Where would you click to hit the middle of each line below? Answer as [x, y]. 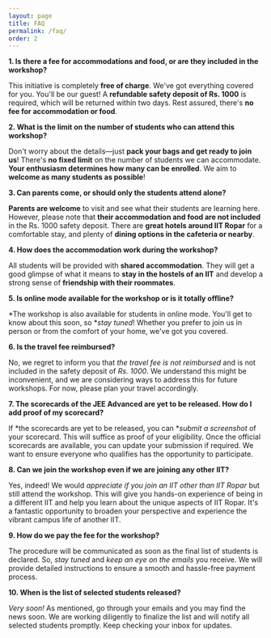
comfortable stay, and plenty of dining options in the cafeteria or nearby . [131, 234]
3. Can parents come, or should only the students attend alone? [117, 193]
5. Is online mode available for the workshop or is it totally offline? [121, 298]
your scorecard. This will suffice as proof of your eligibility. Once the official [135, 437]
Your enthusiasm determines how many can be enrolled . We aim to [123, 169]
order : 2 [23, 38]
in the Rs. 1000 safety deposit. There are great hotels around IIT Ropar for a [135, 226]
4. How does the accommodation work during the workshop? [113, 250]
